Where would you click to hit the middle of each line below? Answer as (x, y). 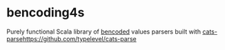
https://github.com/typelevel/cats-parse (79, 38)
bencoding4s (46, 13)
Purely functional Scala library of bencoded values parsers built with (104, 32)
